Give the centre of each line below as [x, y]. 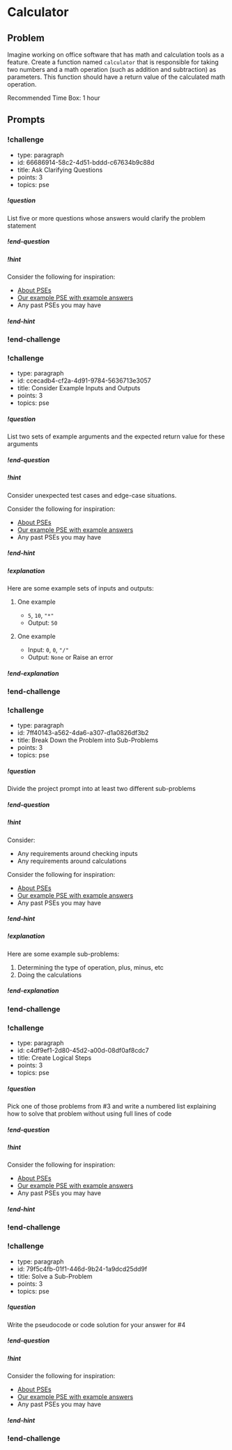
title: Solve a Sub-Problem [55, 1276]
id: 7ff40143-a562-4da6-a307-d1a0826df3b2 [83, 733]
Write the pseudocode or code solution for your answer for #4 [96, 1324]
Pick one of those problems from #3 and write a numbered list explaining [112, 1107]
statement [22, 225]
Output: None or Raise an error [70, 657]
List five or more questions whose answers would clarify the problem [106, 218]
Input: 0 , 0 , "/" [48, 649]
